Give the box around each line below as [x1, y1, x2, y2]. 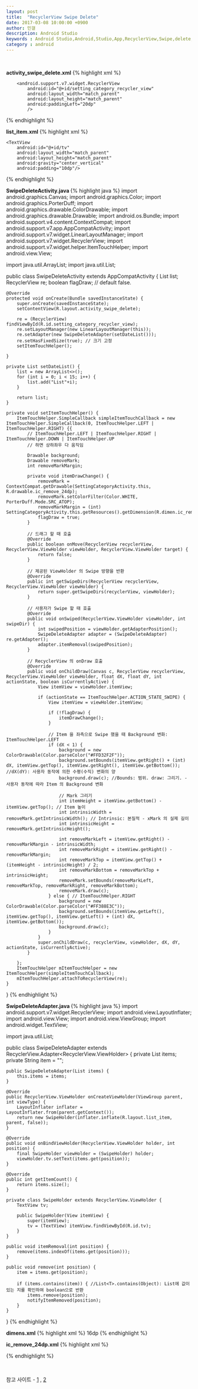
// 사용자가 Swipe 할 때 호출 [27, 605, 91, 611]
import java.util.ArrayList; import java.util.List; [6, 261, 116, 268]
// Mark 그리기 [58, 793, 93, 799]
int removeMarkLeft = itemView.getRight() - [58, 836, 170, 842]
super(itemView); [27, 1217, 70, 1224]
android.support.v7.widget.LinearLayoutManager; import [6, 231, 143, 238]
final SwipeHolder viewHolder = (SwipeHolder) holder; [16, 1151, 154, 1157]
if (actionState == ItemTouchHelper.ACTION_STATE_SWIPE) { [37, 694, 186, 700]
